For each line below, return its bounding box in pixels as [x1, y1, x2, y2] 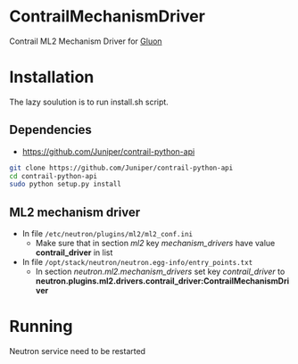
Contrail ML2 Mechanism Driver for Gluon [9, 36, 162, 46]
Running [9, 317, 73, 336]
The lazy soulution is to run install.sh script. [9, 96, 170, 107]
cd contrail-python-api [9, 171, 98, 180]
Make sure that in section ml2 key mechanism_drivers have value [35, 238, 276, 249]
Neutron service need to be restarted [9, 346, 145, 357]
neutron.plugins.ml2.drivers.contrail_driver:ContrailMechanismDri [35, 276, 290, 286]
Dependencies [9, 122, 92, 137]
